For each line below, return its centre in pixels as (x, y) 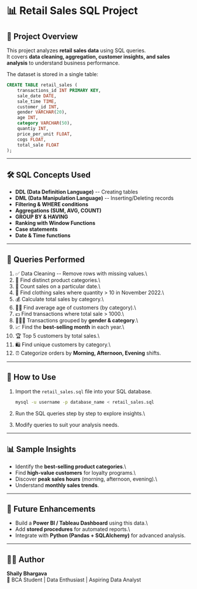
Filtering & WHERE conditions (52, 205)
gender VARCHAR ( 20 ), (42, 112)
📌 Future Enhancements (51, 509)
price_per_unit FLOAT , (45, 134)
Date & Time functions (43, 236)
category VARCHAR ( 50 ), (45, 123)
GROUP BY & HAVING (42, 217)
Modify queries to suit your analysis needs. (67, 424)
